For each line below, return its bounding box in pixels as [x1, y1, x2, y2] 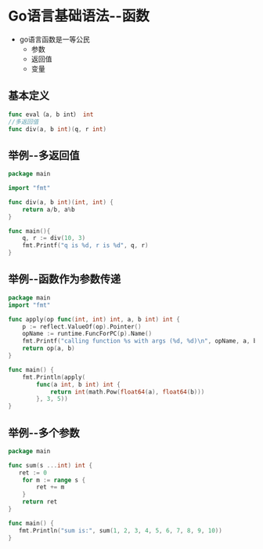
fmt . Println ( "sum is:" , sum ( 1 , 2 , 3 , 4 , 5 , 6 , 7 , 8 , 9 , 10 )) [18, 526, 223, 534]
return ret [22, 498, 58, 506]
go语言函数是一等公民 [19, 35, 90, 44]
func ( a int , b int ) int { [36, 380, 121, 388]
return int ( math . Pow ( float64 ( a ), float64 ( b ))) [49, 387, 205, 396]
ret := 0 [18, 468, 47, 477]
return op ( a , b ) [22, 344, 76, 353]
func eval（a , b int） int [8, 111, 94, 118]
